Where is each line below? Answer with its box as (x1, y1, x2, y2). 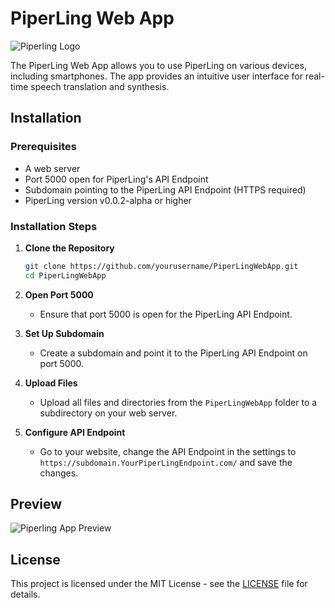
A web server (24, 162, 81, 174)
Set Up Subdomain (24, 327, 105, 339)
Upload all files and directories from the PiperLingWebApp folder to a (39, 396, 318, 408)
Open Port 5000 (24, 288, 94, 301)
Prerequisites (10, 140, 77, 154)
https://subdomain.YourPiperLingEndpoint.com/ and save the (39, 456, 293, 468)
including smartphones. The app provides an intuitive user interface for (10, 70, 303, 82)
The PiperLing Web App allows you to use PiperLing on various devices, (10, 59, 307, 71)
